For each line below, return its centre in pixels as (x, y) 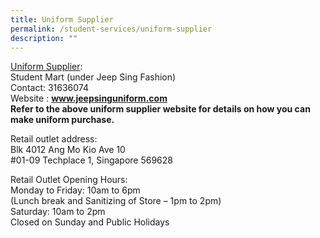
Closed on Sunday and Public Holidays (90, 222)
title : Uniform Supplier (62, 19)
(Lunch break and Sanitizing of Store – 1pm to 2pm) (116, 201)
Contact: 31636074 (50, 88)
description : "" (44, 38)
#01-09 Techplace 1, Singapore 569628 (91, 160)
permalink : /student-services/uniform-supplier (111, 29)
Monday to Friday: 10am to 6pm (75, 190)
